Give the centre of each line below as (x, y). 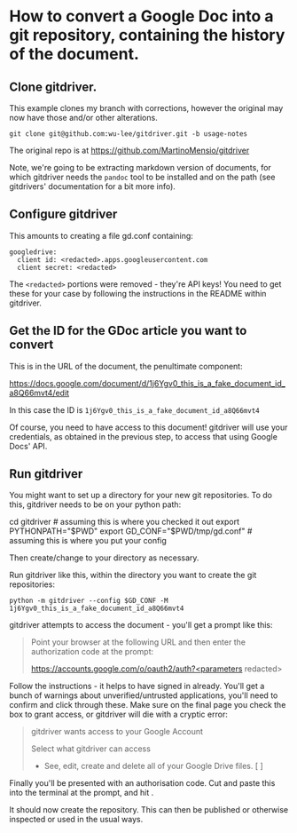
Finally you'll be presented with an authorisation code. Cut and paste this (142, 783)
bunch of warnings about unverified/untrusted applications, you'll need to (144, 695)
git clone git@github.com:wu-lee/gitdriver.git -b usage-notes (129, 134)
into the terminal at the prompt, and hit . (82, 793)
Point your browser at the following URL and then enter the (138, 642)
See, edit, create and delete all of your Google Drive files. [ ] (153, 766)
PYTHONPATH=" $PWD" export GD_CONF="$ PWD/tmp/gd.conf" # (131, 531)
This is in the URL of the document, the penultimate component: (126, 366)
